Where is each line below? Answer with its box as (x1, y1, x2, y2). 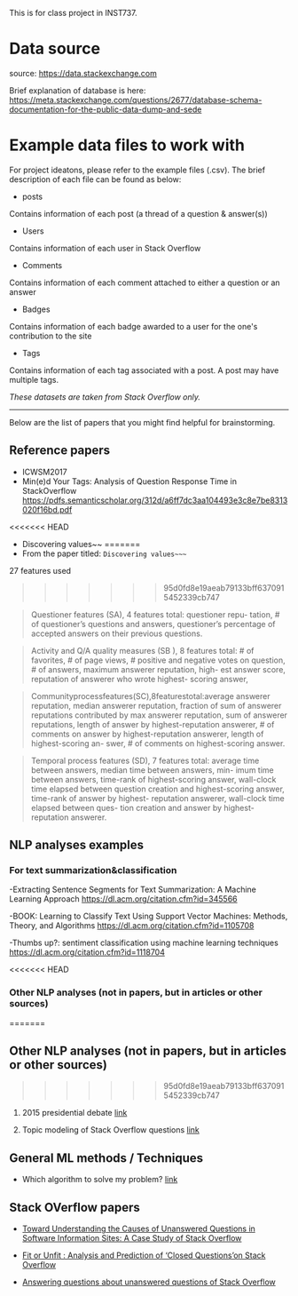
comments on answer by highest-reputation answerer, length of (30, 728, 264, 739)
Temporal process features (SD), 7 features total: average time (30, 755, 260, 766)
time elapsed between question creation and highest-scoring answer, (30, 783, 286, 794)
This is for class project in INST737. (9, 8, 137, 18)
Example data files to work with (9, 135, 246, 155)
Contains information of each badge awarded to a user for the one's (9, 321, 258, 331)
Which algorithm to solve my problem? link (21, 1174, 178, 1185)
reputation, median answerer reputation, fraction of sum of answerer (30, 700, 282, 711)
